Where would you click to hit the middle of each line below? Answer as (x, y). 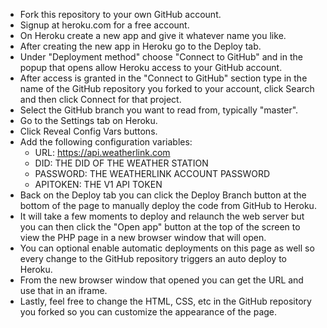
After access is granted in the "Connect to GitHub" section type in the (163, 78)
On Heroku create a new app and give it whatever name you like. (153, 35)
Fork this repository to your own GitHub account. (120, 14)
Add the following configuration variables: (106, 142)
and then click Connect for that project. (100, 99)
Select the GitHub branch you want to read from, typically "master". (159, 110)
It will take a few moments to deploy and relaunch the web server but (162, 216)
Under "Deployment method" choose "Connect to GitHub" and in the (161, 57)
